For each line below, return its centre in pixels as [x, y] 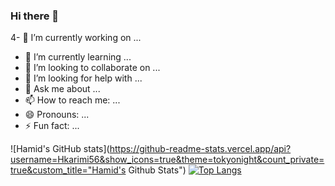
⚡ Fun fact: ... [52, 126]
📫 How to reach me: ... [72, 100]
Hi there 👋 [35, 16]
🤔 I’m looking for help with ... [83, 78]
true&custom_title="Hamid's [68, 170]
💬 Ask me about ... [62, 89]
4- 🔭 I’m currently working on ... [76, 38]
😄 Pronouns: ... [57, 115]
